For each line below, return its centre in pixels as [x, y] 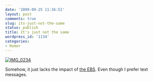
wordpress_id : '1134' [27, 37]
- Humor [13, 46]
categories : [17, 41]
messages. [16, 74]
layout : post [18, 14]
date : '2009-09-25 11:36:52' [35, 10]
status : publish [22, 28]
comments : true [21, 19]
